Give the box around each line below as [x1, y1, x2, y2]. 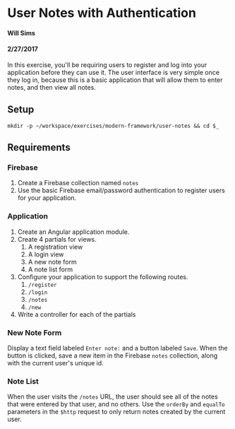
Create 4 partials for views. [17, 235, 97, 243]
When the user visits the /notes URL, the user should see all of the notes [7, 392, 219, 401]
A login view [28, 249, 64, 259]
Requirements [7, 141, 71, 153]
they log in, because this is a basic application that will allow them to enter [7, 76, 224, 84]
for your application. [17, 194, 77, 202]
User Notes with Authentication [7, 5, 196, 21]
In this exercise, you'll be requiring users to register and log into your [7, 60, 207, 69]
